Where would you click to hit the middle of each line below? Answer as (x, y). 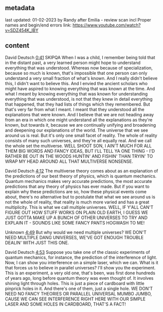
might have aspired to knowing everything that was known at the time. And (80, 89)
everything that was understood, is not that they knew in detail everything (79, 99)
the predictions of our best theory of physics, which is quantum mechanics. (81, 176)
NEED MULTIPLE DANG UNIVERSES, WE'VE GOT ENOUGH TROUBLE (74, 237)
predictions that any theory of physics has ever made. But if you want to (77, 186)
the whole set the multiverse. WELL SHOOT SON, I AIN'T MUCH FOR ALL (78, 146)
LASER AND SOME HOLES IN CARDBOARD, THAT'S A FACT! (65, 304)
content (17, 46)
